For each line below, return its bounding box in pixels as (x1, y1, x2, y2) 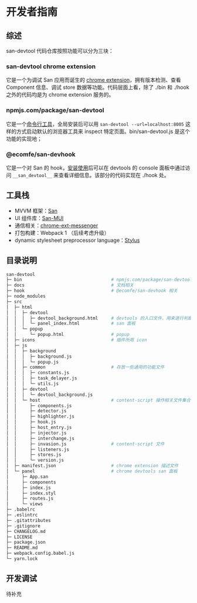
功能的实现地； (6, 135, 42, 142)
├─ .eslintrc (6, 512, 38, 518)
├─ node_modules (6, 294, 46, 299)
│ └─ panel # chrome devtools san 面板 (6, 468, 178, 474)
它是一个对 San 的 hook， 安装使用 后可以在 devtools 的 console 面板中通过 (6, 164, 185, 171)
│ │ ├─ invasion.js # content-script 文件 (6, 441, 165, 447)
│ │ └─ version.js (6, 457, 64, 464)
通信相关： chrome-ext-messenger (14, 222, 98, 229)
